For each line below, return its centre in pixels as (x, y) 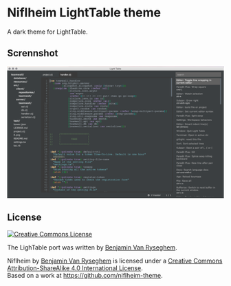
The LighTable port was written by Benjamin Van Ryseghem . (92, 247)
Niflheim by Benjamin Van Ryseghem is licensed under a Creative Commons (115, 261)
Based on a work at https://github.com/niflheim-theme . (85, 275)
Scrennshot (33, 53)
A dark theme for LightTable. (47, 32)
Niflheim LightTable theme (84, 13)
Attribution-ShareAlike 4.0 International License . (75, 268)
